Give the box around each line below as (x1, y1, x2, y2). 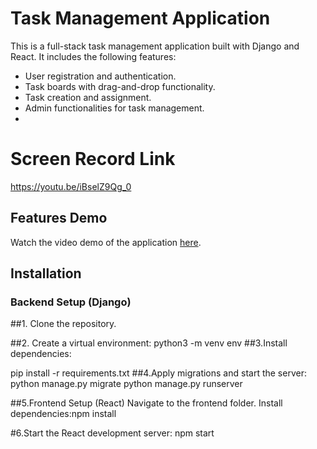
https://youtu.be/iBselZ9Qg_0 (10, 180, 132, 192)
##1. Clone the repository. (10, 318, 117, 330)
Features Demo (10, 210, 108, 227)
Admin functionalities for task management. (24, 102, 205, 114)
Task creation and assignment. (24, 91, 152, 103)
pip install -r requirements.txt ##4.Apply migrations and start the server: (10, 367, 307, 379)
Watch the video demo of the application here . (10, 236, 202, 248)
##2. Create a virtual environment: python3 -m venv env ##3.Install (10, 337, 288, 349)
